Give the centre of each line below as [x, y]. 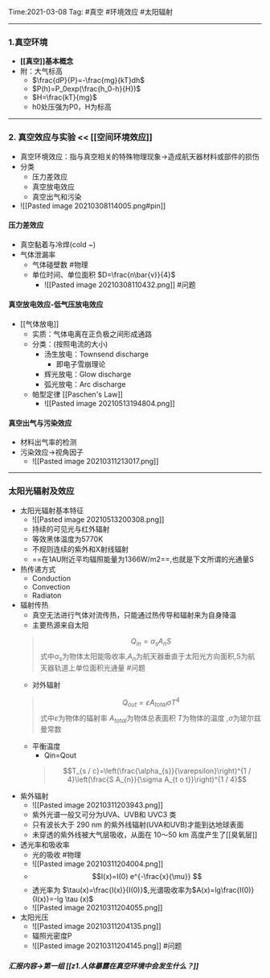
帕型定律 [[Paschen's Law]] [77, 394]
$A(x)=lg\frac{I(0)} [223, 890]
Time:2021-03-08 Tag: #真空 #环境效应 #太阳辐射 [91, 12]
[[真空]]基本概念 [47, 61]
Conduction [51, 578]
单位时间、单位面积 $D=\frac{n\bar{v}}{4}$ [104, 274]
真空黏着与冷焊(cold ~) [58, 244]
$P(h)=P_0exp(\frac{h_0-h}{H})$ [86, 89]
